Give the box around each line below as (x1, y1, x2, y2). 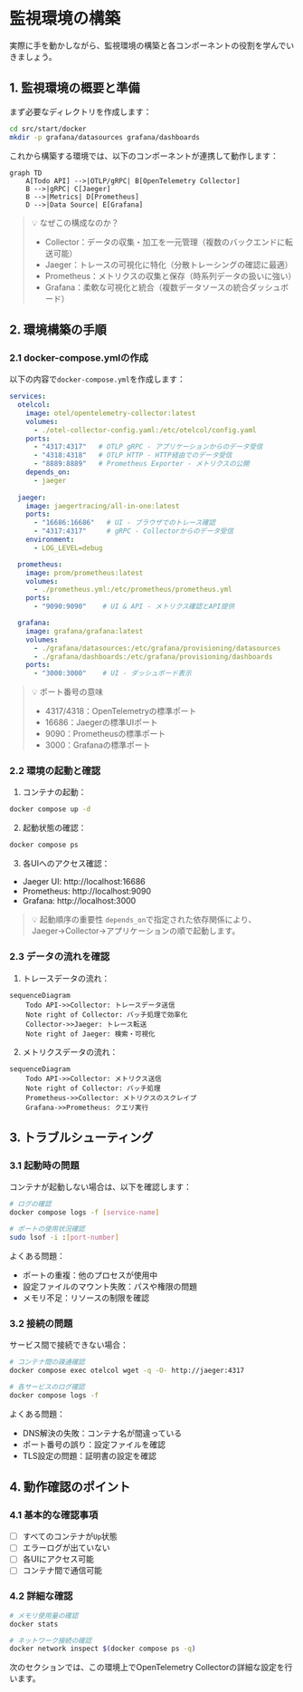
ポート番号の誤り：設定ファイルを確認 (22, 1438, 166, 1450)
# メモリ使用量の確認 (9, 1610, 79, 1620)
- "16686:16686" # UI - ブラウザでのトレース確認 (33, 518, 216, 527)
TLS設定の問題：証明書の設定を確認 (22, 1450, 156, 1461)
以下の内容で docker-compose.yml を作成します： (9, 373, 185, 385)
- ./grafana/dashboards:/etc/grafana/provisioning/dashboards (33, 652, 273, 662)
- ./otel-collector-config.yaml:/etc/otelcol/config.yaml (33, 425, 257, 435)
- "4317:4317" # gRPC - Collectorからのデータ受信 (33, 527, 233, 536)
